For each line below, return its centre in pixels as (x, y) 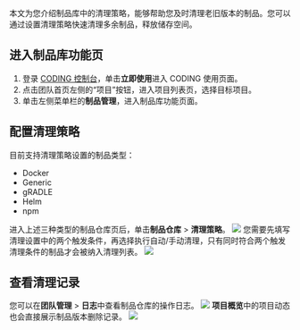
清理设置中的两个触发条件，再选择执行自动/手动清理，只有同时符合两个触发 (148, 241)
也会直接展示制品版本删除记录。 (68, 317)
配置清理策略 (45, 132)
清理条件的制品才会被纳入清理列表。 (76, 251)
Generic (37, 182)
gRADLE (37, 191)
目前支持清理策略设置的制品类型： (72, 155)
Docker (36, 173)
